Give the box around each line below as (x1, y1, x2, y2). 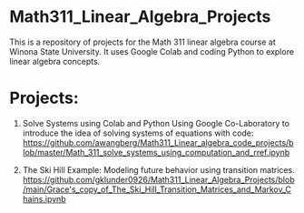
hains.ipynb (22, 193, 66, 204)
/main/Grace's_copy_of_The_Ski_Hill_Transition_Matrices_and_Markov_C (22, 184, 292, 195)
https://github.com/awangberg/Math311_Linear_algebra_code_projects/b (22, 137, 294, 147)
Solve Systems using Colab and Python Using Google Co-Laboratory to (22, 117, 290, 128)
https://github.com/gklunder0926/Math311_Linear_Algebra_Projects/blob (22, 174, 295, 185)
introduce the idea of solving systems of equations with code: (22, 127, 254, 138)
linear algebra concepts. (9, 56, 101, 66)
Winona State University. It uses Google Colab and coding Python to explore (9, 46, 295, 56)
